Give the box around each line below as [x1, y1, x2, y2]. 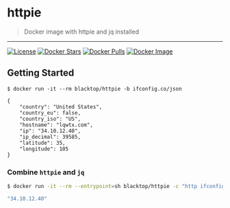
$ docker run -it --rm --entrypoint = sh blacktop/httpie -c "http [7, 183, 197, 190]
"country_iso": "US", [19, 115, 81, 122]
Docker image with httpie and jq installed [23, 27, 139, 36]
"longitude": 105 [19, 146, 69, 152]
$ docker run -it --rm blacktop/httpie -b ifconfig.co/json [7, 85, 183, 92]
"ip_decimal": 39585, [19, 133, 81, 140]
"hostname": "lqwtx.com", [19, 122, 94, 128]
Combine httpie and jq [7, 167, 85, 176]
